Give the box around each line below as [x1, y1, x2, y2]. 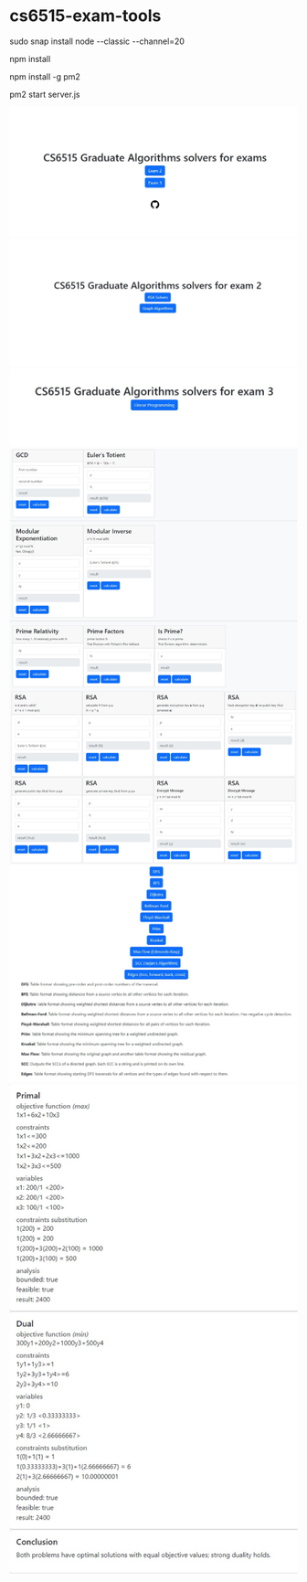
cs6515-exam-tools [9, 5, 162, 27]
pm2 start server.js [9, 89, 80, 100]
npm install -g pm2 [9, 70, 80, 82]
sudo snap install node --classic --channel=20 [9, 36, 185, 47]
